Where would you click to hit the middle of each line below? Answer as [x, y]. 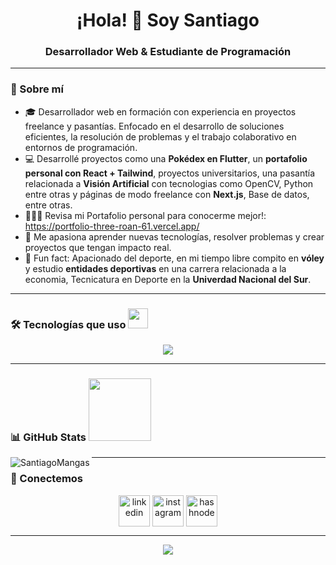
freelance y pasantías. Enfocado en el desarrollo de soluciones [154, 126]
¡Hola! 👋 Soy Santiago [168, 20]
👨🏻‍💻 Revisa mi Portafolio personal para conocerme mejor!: [145, 215]
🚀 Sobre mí [37, 89]
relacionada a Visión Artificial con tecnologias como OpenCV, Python [169, 183]
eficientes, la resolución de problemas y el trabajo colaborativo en [160, 136]
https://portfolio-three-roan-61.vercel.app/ [112, 226]
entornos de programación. [81, 147]
